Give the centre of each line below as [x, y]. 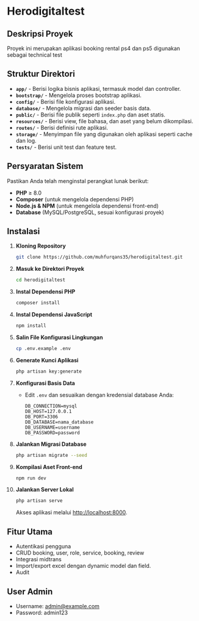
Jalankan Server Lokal [45, 490]
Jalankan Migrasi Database [51, 444]
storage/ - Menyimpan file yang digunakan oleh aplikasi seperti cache [104, 134]
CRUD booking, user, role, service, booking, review [80, 553]
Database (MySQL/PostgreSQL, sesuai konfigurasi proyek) [90, 212]
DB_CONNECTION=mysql [51, 406]
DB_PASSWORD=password [52, 433]
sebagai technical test [35, 55]
